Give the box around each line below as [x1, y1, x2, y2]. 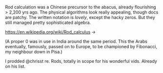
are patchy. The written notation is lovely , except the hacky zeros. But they [5, 15, 155, 20]
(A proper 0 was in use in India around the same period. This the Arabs [5, 38, 147, 44]
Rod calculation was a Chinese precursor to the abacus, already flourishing [5, 4, 156, 10]
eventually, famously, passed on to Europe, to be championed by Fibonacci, [5, 44, 158, 49]
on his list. [5, 63, 26, 69]
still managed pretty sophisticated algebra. [5, 19, 91, 25]
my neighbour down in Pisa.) [5, 49, 62, 55]
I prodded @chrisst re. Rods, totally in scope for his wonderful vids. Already [5, 58, 157, 64]
